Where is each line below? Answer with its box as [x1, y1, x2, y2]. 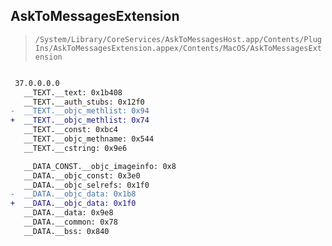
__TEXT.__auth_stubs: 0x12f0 [23, 97, 145, 107]
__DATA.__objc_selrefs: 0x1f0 [23, 180, 150, 190]
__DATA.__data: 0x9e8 [23, 208, 114, 218]
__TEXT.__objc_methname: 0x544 [23, 134, 155, 144]
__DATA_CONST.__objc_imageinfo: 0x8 [23, 161, 177, 171]
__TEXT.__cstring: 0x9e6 [23, 143, 128, 153]
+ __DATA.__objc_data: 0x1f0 [10, 199, 137, 209]
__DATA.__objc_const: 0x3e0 [23, 170, 141, 181]
